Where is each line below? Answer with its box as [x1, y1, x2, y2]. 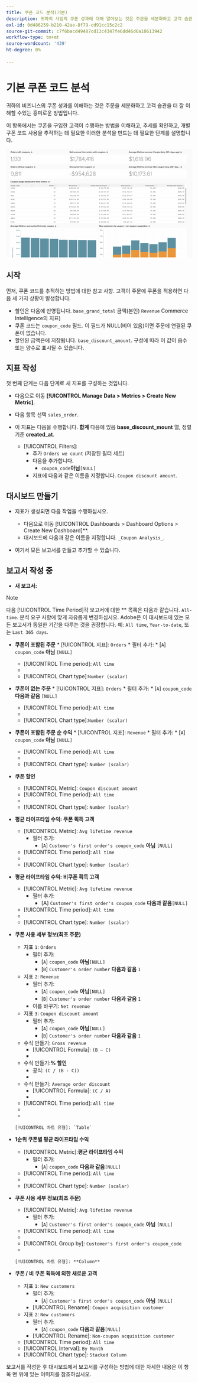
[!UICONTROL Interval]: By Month [23, 1345, 103, 1352]
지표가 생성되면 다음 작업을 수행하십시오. [14, 508, 108, 515]
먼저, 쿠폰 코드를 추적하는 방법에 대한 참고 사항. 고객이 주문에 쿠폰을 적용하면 [6, 287, 183, 294]
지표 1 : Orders [23, 943, 57, 951]
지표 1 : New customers [23, 1282, 75, 1289]
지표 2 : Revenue [23, 972, 59, 980]
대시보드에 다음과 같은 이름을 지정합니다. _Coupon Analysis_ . [23, 534, 165, 541]
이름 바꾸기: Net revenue [32, 1002, 90, 1010]
